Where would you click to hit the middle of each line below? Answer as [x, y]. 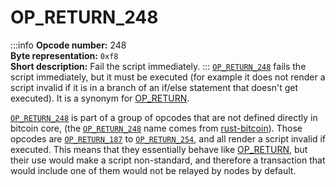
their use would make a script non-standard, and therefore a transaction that [168, 160]
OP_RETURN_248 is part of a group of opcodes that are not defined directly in [164, 117]
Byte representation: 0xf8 [64, 55]
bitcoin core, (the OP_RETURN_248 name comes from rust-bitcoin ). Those [156, 128]
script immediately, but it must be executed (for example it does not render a [168, 77]
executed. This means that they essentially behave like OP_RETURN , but [159, 149]
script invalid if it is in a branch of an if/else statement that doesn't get [154, 87]
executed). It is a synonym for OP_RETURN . [100, 98]
